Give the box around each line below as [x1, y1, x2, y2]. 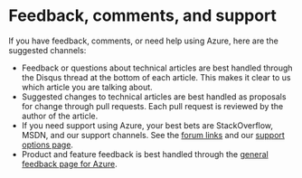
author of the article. [21, 110, 99, 121]
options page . [21, 139, 74, 150]
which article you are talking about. [21, 81, 153, 92]
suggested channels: [8, 44, 87, 55]
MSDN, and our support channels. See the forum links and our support [21, 129, 286, 140]
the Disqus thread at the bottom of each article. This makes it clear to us [21, 71, 291, 82]
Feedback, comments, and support [8, 5, 278, 26]
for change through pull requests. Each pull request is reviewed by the [21, 100, 284, 111]
